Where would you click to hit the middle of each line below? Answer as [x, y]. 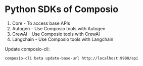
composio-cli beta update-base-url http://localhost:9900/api [71, 58]
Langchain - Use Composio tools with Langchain [63, 39]
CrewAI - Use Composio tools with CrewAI [56, 34]
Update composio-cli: [27, 49]
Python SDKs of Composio [62, 9]
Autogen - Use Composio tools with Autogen [59, 28]
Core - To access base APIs [41, 23]
